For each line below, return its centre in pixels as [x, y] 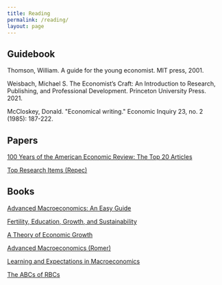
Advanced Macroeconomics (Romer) [59, 248]
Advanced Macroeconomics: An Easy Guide [69, 208]
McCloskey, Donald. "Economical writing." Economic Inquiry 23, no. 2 [105, 112]
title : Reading [29, 13]
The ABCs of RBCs [34, 274]
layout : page [26, 26]
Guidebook [31, 54]
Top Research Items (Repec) [47, 170]
